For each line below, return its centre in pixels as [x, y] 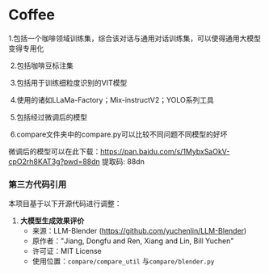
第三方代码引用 [38, 184]
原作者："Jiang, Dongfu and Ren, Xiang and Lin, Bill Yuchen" [133, 241]
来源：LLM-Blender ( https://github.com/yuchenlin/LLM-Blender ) [139, 231]
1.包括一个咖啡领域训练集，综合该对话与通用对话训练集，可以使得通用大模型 [134, 38]
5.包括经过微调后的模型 [48, 117]
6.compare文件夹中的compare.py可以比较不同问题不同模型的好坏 [119, 134]
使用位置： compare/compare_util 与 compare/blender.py [123, 261]
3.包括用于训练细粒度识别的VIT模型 [69, 82]
